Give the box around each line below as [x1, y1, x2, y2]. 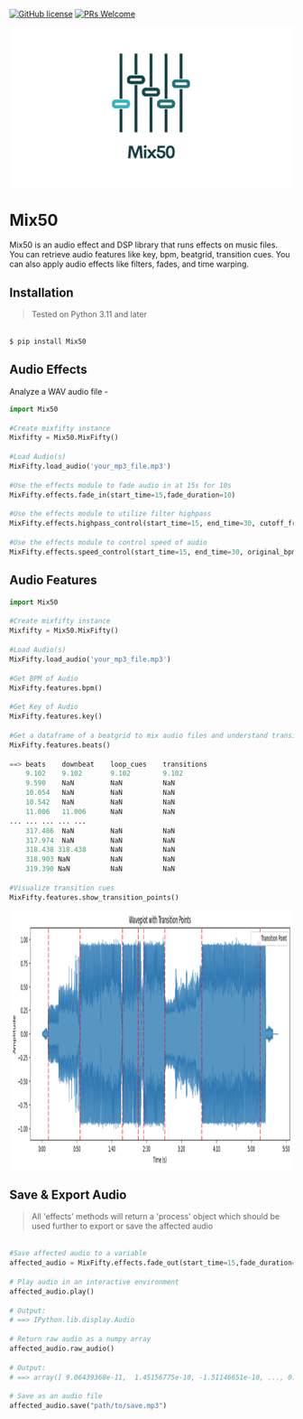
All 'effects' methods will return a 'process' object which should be [31, 1211, 280, 1222]
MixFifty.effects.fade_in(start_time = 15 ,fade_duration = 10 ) [9, 490, 236, 499]
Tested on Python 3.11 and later [31, 309, 147, 320]
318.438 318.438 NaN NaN [25, 845, 176, 854]
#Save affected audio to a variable [9, 1249, 147, 1258]
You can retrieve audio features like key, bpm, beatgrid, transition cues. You [9, 249, 290, 260]
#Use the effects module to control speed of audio [9, 538, 207, 547]
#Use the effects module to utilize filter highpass [9, 509, 212, 518]
